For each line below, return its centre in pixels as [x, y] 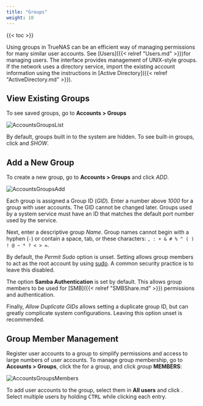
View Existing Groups [48, 98]
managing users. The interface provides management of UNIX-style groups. [102, 60]
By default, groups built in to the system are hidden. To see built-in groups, [100, 137]
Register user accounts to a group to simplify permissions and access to [97, 353]
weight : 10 [20, 18]
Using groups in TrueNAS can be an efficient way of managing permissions [101, 47]
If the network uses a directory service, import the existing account [91, 66]
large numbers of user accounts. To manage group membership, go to [94, 360]
